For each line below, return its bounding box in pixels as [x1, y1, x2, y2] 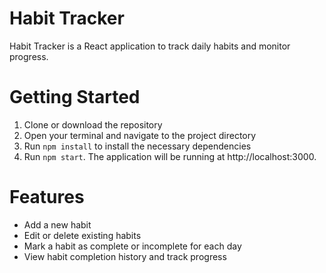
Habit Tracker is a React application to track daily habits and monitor [9, 40, 291, 52]
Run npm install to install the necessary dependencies [23, 140, 252, 152]
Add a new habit [23, 218, 92, 231]
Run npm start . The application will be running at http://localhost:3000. [23, 150, 317, 162]
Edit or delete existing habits [23, 229, 142, 241]
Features [9, 186, 85, 209]
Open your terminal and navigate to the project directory [23, 129, 257, 141]
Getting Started [9, 86, 141, 109]
